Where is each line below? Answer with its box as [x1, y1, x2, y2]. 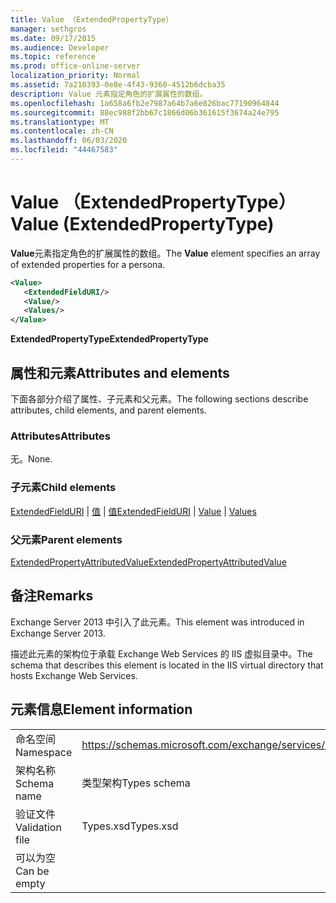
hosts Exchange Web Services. [10, 669, 138, 681]
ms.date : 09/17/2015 [10, 33, 97, 43]
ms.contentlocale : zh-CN [10, 126, 114, 136]
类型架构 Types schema [81, 776, 191, 790]
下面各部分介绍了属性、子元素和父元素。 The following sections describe [10, 393, 309, 405]
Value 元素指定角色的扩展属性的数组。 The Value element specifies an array [10, 247, 321, 259]
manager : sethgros [10, 24, 87, 34]
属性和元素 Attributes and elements [10, 364, 230, 381]
